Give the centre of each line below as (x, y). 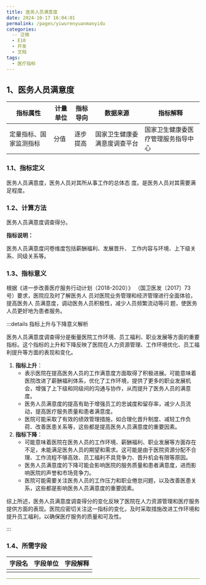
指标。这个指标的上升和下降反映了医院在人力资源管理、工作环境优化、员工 (100, 345)
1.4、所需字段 (27, 546)
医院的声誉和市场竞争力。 (62, 473)
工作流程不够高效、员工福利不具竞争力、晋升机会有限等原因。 (113, 457)
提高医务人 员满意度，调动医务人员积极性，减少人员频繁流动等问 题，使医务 (102, 303)
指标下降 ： (29, 435)
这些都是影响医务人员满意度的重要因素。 (86, 488)
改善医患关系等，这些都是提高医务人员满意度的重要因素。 (108, 427)
